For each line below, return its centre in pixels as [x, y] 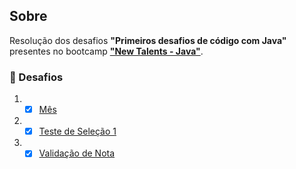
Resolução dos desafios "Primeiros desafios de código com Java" [148, 40]
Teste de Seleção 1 [77, 131]
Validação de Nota [77, 153]
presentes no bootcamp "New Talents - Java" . [106, 51]
